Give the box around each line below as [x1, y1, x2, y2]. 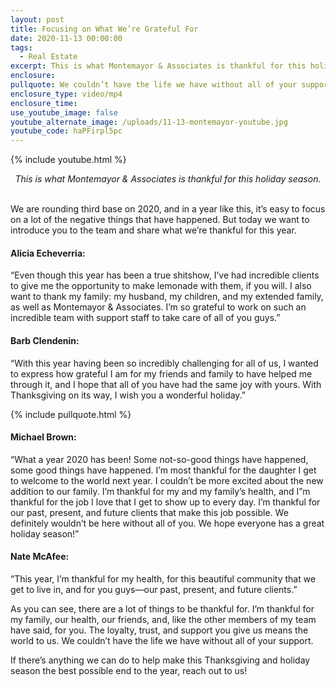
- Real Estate [19, 52, 78, 62]
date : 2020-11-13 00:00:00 [10, 33, 123, 43]
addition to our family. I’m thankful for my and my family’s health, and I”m [10, 485, 311, 497]
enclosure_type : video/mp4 [10, 89, 123, 99]
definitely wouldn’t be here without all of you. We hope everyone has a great [10, 517, 325, 529]
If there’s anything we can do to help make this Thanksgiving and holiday [10, 654, 311, 666]
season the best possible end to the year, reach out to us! [10, 664, 248, 676]
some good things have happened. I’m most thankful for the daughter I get [10, 464, 317, 476]
